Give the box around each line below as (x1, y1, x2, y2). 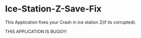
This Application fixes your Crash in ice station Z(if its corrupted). (5, 19, 137, 25)
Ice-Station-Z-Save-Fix (5, 3, 101, 14)
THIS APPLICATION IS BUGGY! (5, 28, 67, 34)
